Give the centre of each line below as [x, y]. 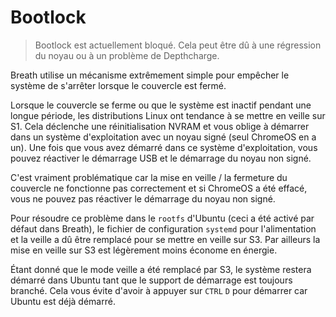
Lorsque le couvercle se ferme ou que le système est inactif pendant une [161, 105]
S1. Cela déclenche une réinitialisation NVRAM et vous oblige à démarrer [160, 126]
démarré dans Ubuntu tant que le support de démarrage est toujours [151, 280]
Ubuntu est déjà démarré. [63, 301]
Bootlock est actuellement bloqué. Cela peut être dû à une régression [178, 45]
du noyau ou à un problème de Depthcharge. [127, 55]
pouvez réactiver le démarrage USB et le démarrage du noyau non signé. [161, 158]
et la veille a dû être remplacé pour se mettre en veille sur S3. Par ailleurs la [165, 239]
